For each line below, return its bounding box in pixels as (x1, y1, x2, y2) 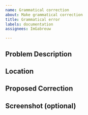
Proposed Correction (5, 84, 73, 93)
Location (5, 67, 34, 75)
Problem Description (5, 49, 72, 59)
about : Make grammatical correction (5, 12, 83, 17)
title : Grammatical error (5, 17, 60, 22)
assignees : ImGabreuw (5, 26, 51, 32)
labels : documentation (5, 21, 53, 27)
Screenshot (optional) (5, 101, 76, 110)
